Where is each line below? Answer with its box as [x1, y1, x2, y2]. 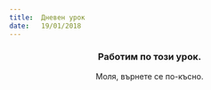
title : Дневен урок [9, 12, 86, 22]
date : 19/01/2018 [9, 21, 82, 30]
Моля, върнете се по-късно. [95, 70, 204, 81]
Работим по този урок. [97, 51, 202, 63]
